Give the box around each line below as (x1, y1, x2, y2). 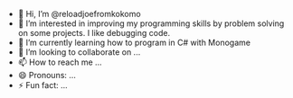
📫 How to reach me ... (17, 57, 102, 67)
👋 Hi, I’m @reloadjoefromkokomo (17, 9, 142, 19)
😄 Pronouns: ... (17, 70, 77, 80)
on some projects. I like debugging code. (17, 28, 170, 38)
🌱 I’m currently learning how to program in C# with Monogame (17, 37, 251, 48)
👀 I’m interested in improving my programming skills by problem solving (17, 18, 285, 29)
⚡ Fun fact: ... (17, 80, 68, 90)
